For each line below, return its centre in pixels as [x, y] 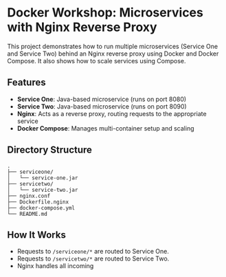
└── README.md [27, 214]
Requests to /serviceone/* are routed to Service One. [93, 252]
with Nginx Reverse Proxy [82, 27]
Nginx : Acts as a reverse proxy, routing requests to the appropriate [112, 113]
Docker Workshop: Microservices [105, 13]
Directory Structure [50, 150]
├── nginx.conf [29, 196]
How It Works [37, 235]
